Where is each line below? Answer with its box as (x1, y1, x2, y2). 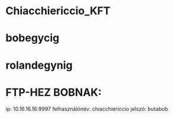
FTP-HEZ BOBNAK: (5, 85, 102, 99)
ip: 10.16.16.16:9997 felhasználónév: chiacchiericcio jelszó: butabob (5, 105, 168, 112)
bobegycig (5, 31, 60, 45)
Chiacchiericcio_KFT (5, 4, 111, 18)
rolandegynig (5, 58, 73, 72)
